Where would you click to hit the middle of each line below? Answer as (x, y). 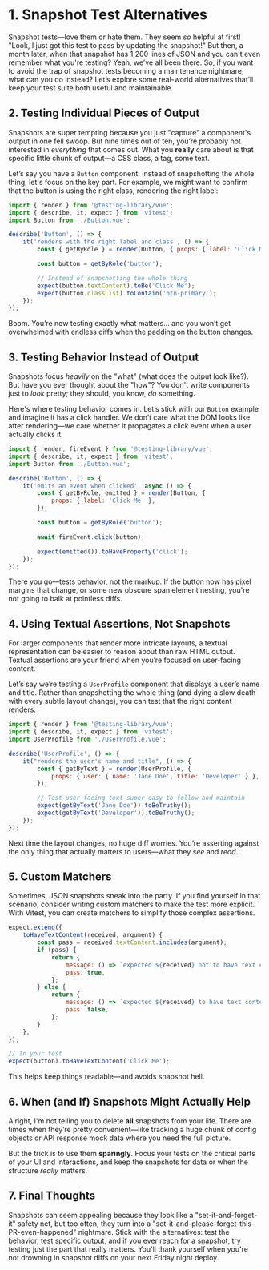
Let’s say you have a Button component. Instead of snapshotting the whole (131, 173)
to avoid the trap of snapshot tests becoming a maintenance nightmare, (126, 70)
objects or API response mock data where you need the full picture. (120, 1138)
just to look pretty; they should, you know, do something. (102, 393)
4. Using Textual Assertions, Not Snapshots (119, 623)
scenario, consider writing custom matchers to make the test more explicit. (132, 904)
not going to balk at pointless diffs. (65, 599)
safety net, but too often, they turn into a (84, 1224)
